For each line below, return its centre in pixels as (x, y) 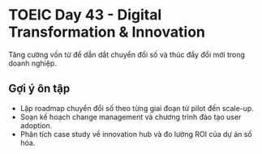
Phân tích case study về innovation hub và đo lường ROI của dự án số (136, 134)
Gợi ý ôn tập (39, 89)
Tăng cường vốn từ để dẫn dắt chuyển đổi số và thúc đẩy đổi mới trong (127, 54)
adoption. (36, 125)
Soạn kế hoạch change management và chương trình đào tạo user (131, 117)
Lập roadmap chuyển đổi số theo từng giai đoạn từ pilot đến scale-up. (137, 108)
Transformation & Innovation (107, 32)
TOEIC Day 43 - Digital (85, 15)
